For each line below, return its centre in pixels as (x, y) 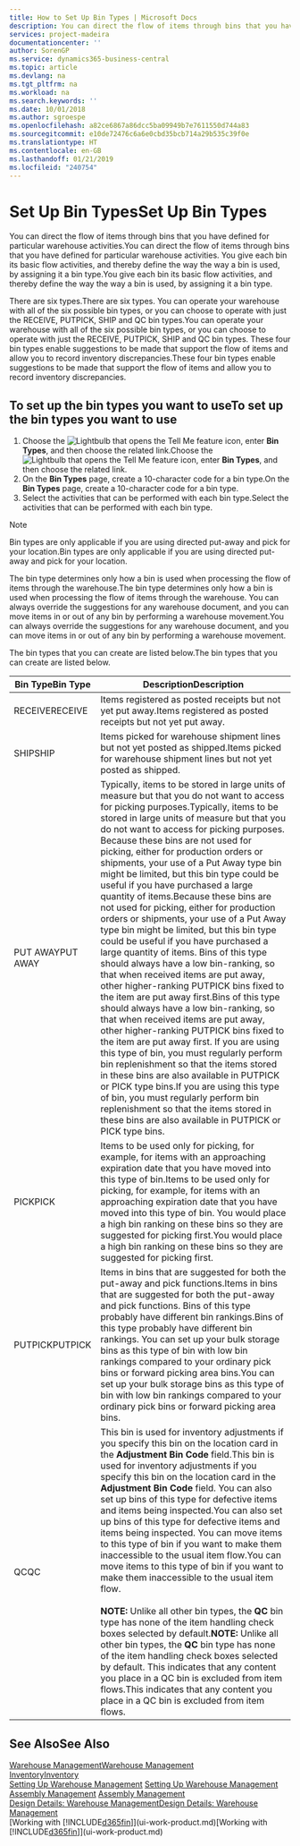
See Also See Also (59, 1744)
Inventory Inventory (44, 1774)
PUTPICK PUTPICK (53, 1345)
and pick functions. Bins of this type (176, 1306)
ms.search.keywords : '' (54, 101)
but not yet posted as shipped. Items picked (191, 748)
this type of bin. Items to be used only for (185, 1179)
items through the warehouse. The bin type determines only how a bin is (142, 588)
